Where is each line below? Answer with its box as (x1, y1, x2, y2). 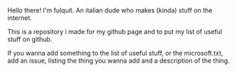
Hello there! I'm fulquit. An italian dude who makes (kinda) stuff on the (7, 6, 213, 14)
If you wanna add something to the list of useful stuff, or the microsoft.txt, (7, 49, 223, 57)
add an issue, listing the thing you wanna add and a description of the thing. (7, 56, 230, 65)
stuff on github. (7, 35, 53, 43)
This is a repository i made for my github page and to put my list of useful (7, 28, 223, 36)
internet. (7, 14, 32, 22)
